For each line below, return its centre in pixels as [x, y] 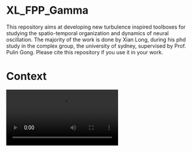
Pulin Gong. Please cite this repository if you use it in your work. [85, 52]
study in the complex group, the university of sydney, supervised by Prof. [96, 46]
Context [27, 77]
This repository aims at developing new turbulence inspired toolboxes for [96, 27]
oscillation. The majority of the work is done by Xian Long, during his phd [96, 39]
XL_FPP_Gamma [47, 10]
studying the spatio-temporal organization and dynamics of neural [87, 33]
